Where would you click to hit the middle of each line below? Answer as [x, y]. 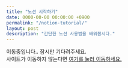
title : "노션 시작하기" [32, 12]
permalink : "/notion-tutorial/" [47, 23]
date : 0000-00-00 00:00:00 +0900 [48, 17]
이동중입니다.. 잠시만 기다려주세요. [47, 52]
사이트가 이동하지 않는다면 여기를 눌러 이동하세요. [64, 59]
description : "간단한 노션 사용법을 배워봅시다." [61, 34]
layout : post [23, 28]
